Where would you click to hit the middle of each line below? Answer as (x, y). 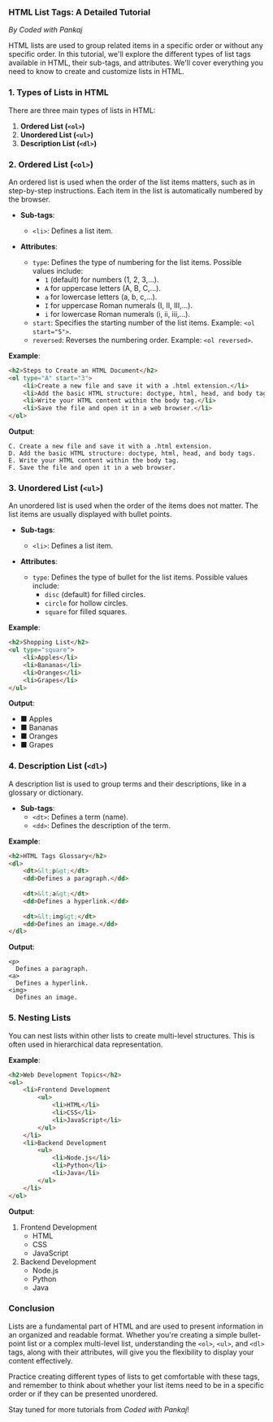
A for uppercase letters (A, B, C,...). (102, 288)
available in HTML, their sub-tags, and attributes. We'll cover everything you (136, 63)
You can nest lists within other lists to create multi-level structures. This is (132, 1035)
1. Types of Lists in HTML (59, 93)
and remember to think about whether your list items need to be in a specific (136, 1385)
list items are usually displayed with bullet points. (90, 514)
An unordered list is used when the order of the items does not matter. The (133, 505)
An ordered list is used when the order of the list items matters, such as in (132, 182)
